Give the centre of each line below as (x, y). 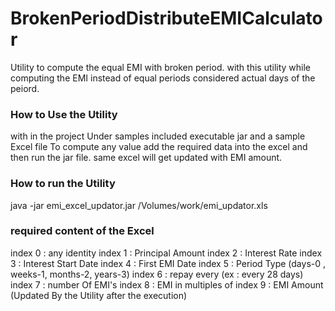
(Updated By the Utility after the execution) (99, 295)
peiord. (25, 88)
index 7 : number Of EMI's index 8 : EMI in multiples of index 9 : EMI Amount (167, 284)
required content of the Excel (82, 231)
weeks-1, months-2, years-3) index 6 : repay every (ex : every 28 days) (157, 274)
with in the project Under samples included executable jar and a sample (158, 136)
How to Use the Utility (64, 114)
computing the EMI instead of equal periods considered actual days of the (163, 78)
